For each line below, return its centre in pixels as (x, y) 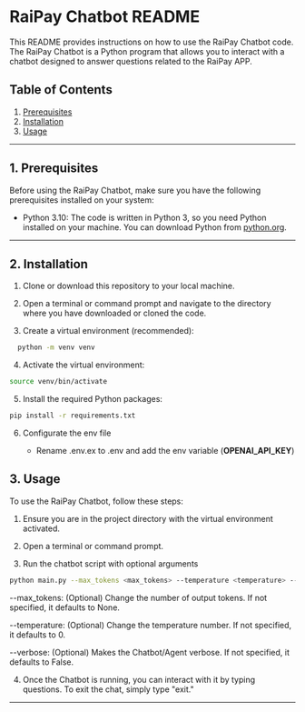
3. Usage (35, 479)
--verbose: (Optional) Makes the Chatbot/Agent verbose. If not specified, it (150, 652)
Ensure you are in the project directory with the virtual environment (148, 518)
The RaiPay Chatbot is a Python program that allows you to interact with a (147, 51)
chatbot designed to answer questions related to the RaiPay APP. (131, 61)
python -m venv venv (56, 347)
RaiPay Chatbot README (105, 17)
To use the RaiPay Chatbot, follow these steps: (97, 501)
